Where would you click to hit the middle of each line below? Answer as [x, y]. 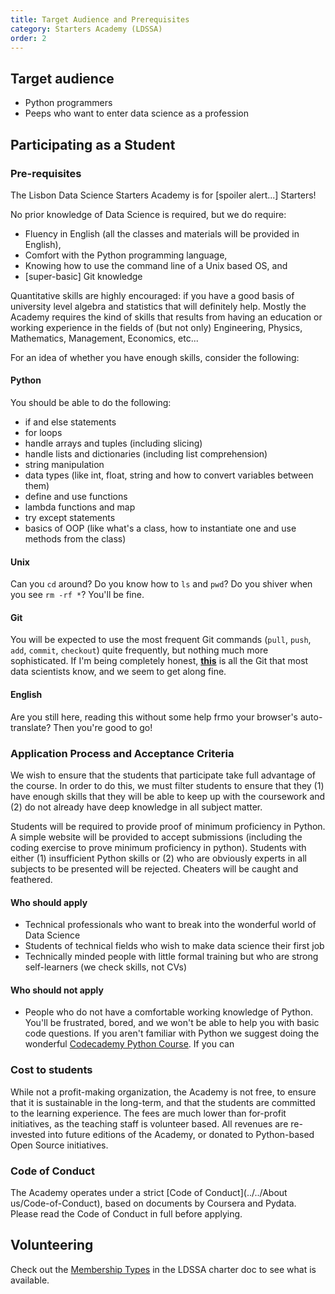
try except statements [70, 518]
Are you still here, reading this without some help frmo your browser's [154, 717]
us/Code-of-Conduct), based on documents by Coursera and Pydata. [153, 1203]
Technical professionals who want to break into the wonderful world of [170, 925]
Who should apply [49, 902]
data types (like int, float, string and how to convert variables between [169, 475]
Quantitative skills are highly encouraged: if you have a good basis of [152, 295]
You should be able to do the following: [91, 403]
